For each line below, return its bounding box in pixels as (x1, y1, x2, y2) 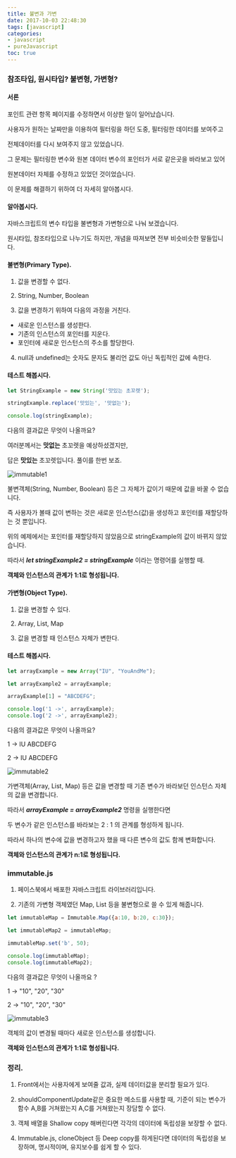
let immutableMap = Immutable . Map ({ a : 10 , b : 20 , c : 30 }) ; (7, 914, 175, 921)
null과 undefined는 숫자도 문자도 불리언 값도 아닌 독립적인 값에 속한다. (17, 354, 211, 362)
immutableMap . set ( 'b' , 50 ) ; (7, 940, 90, 947)
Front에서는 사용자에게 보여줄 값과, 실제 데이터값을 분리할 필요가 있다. (17, 1080, 210, 1088)
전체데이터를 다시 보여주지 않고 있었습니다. (7, 140, 125, 148)
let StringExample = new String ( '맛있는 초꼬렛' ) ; (7, 387, 150, 394)
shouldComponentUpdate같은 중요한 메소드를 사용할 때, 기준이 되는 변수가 (17, 1095, 226, 1103)
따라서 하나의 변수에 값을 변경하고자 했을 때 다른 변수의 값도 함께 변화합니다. (7, 835, 216, 844)
